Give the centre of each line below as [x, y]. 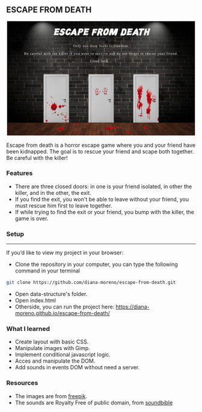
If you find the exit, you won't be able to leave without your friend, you [102, 199]
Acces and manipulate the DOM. [55, 361]
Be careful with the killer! [37, 158]
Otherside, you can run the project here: [65, 307]
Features [20, 173]
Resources [22, 383]
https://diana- [133, 307]
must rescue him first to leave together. [63, 205]
